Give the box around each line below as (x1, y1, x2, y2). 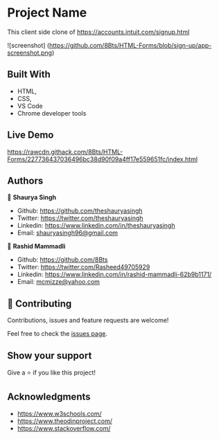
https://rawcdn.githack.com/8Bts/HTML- (7, 147, 123, 156)
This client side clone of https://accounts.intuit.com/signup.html (7, 28, 190, 36)
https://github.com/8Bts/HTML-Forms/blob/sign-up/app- (49, 41, 212, 49)
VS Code (17, 102, 43, 110)
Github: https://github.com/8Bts (17, 256, 108, 264)
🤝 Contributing (7, 298, 72, 310)
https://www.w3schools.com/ (17, 409, 102, 418)
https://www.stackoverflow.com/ (17, 424, 111, 432)
